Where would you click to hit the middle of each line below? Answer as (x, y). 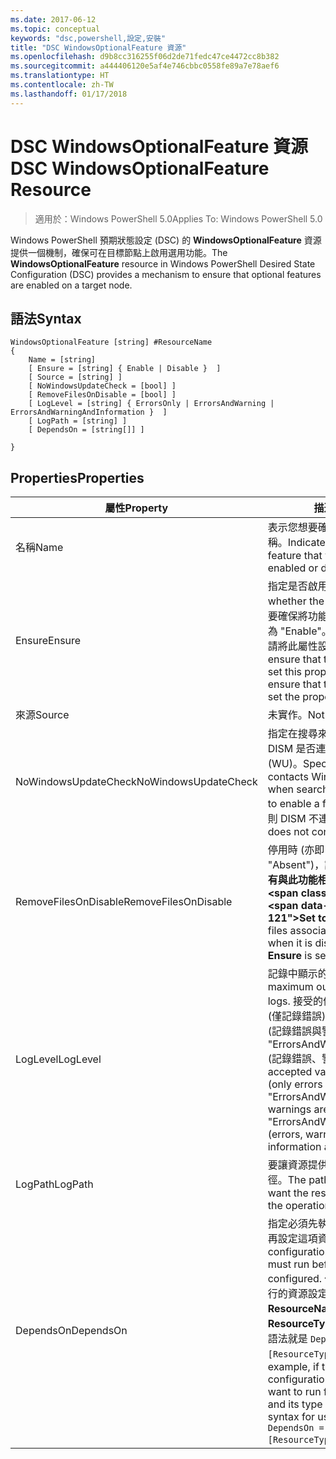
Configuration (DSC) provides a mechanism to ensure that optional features (166, 274)
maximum (290, 987)
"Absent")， (296, 865)
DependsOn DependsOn (71, 1331)
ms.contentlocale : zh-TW (62, 85)
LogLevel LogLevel (58, 1059)
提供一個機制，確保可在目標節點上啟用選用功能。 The (119, 252)
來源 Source (42, 715)
